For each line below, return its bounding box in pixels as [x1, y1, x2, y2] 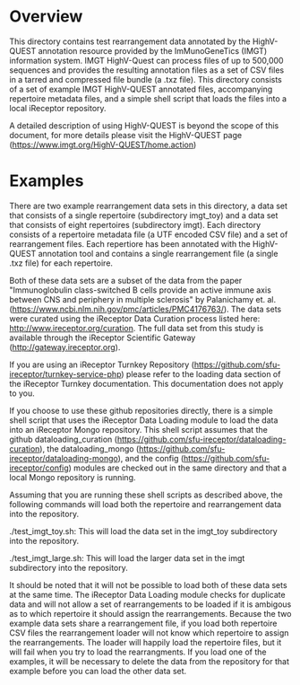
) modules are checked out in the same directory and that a [68, 462, 287, 473]
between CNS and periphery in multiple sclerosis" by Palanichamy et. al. [9, 294, 277, 304]
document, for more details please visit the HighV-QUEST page [9, 129, 243, 140]
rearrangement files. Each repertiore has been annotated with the [9, 238, 251, 249]
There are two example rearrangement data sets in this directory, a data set [9, 200, 288, 211]
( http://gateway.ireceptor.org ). [9, 341, 121, 352]
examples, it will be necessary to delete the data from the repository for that [9, 655, 289, 666]
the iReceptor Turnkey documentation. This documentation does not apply [9, 378, 284, 389]
